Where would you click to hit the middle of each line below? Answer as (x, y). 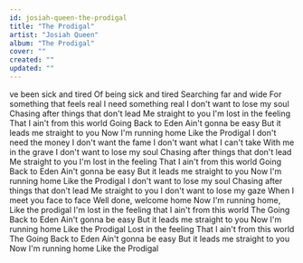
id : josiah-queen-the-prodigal (68, 18)
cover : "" (28, 52)
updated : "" (32, 69)
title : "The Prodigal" (52, 26)
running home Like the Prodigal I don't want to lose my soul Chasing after (146, 180)
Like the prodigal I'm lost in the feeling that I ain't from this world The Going (150, 209)
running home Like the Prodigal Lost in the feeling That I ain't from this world (152, 229)
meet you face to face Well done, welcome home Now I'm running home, (145, 200)
